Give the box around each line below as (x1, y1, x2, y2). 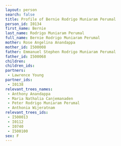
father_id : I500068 (5, 54, 46, 59)
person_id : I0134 (5, 21, 42, 27)
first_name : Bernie (5, 26, 46, 31)
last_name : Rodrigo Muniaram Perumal (5, 31, 85, 36)
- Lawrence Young (7, 73, 44, 78)
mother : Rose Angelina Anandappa (5, 40, 76, 45)
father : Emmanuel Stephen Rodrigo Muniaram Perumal (5, 49, 116, 54)
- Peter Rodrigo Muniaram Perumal (7, 101, 80, 106)
